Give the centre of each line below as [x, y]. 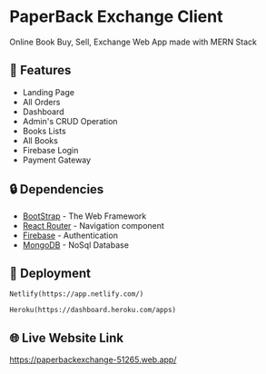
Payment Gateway [57, 160]
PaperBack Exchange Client [116, 17]
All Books [40, 140]
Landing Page [49, 92]
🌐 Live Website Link [67, 338]
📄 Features [40, 70]
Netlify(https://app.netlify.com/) [77, 294]
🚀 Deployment [50, 273]
